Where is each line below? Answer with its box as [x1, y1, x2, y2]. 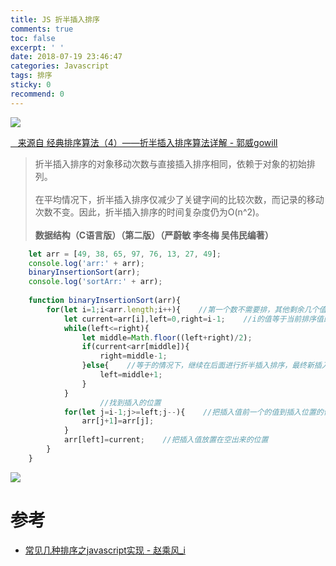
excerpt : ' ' [10, 42, 65, 53]
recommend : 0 [10, 89, 65, 99]
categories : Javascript [10, 61, 110, 71]
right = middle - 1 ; [99, 351, 168, 361]
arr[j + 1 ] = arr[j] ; [81, 416, 155, 426]
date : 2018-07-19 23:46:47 [10, 52, 123, 62]
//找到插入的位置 [99, 397, 162, 408]
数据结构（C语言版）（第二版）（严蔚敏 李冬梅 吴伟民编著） [34, 229, 274, 241]
